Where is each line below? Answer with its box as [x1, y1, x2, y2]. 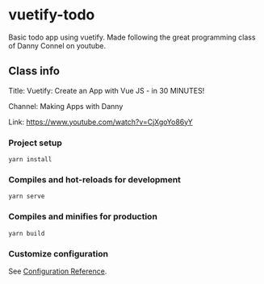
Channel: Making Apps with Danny [8, 101, 124, 111]
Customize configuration [8, 248, 109, 259]
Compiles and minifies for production [8, 211, 157, 223]
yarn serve [8, 192, 45, 201]
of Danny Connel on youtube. [8, 40, 107, 50]
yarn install [8, 156, 52, 164]
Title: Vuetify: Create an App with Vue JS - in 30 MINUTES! [8, 86, 205, 95]
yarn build [8, 229, 45, 237]
